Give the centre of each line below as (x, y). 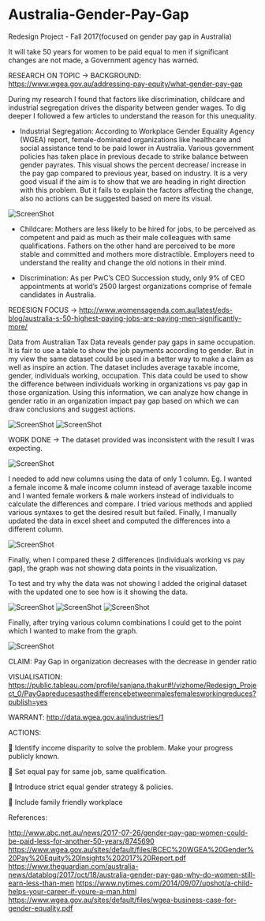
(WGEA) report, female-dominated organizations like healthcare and (130, 139)
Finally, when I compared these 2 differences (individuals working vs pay (127, 559)
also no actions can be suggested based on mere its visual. (116, 198)
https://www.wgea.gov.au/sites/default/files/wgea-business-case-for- (123, 900)
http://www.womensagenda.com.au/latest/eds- (155, 310)
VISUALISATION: (35, 676)
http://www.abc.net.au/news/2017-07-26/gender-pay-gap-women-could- (128, 833)
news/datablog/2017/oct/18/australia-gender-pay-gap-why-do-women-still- (132, 874)
